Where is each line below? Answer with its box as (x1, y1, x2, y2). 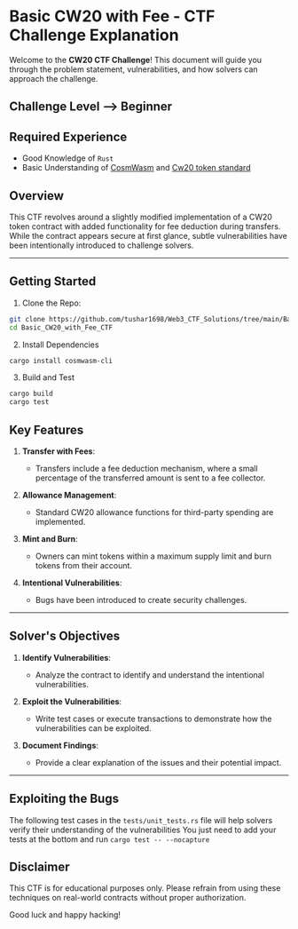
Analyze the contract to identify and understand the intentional (35, 669, 264, 680)
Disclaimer (9, 859, 70, 874)
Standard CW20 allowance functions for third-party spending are (35, 506, 274, 517)
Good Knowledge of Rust (21, 153, 114, 163)
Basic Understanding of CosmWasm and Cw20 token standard (21, 163, 251, 173)
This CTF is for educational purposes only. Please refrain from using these (9, 883, 281, 893)
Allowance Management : (21, 489, 117, 500)
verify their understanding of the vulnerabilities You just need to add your (9, 824, 277, 835)
